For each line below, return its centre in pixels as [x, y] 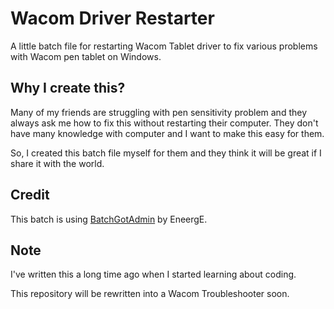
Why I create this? [68, 88]
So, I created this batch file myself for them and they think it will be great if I [166, 153]
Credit [30, 195]
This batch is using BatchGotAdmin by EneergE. [109, 219]
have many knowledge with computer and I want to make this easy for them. [167, 133]
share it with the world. [57, 163]
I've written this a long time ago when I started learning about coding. [153, 274]
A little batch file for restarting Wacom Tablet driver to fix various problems [164, 46]
